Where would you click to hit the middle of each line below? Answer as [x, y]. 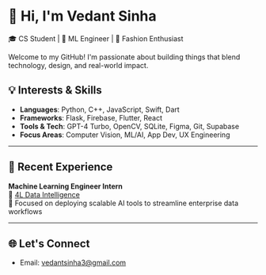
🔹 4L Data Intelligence [44, 194]
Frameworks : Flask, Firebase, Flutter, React [91, 117]
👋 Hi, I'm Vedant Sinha [82, 16]
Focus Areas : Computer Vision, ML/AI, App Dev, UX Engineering [125, 135]
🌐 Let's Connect [49, 244]
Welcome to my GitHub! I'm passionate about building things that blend [124, 57]
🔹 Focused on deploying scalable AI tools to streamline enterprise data [123, 203]
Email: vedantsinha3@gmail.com [73, 263]
